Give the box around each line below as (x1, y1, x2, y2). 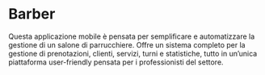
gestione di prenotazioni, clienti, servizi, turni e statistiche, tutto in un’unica (8, 48, 258, 58)
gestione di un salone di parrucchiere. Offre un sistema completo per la (8, 40, 246, 49)
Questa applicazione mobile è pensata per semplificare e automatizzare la (8, 31, 255, 41)
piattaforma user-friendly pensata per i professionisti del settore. (8, 57, 224, 67)
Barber (8, 5, 56, 23)
